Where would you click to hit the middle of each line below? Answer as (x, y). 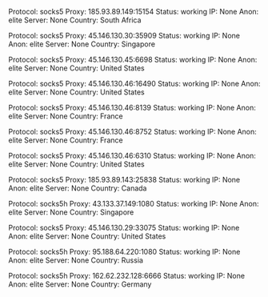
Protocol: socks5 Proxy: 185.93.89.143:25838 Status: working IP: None (124, 180)
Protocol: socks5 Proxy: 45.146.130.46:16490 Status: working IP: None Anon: (134, 84)
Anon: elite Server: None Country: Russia (76, 260)
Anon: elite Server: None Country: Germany (80, 284)
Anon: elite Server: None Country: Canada (78, 188)
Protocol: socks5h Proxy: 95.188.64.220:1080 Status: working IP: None (124, 252)
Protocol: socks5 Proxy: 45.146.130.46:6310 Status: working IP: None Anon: (132, 156)
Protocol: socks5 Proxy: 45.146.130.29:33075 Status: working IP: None (124, 228)
